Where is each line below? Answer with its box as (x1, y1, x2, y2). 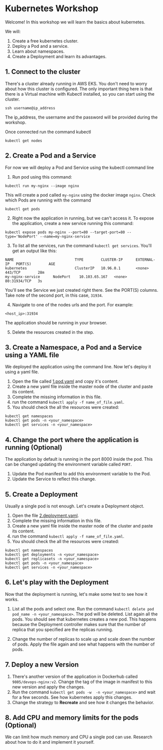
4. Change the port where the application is (5, 435, 139, 444)
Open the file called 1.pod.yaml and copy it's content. (12, 379, 119, 385)
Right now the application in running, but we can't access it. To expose (12, 215, 154, 221)
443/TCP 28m (5, 270, 45, 275)
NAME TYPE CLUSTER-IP (5, 257, 123, 262)
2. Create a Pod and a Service (5, 152, 96, 160)
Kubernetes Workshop (5, 3, 99, 14)
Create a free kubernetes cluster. (12, 38, 79, 44)
